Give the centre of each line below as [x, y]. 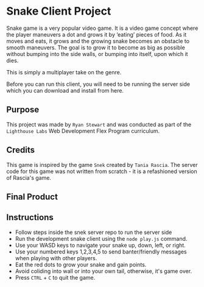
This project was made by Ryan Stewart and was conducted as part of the [99, 124]
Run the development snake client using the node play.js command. [101, 238]
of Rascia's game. [29, 177]
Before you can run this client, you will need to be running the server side [98, 84]
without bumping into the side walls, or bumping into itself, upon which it [97, 54]
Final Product [32, 197]
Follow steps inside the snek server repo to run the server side [93, 232]
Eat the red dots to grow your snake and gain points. [81, 264]
